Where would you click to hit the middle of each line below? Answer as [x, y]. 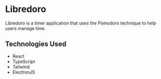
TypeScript [24, 61]
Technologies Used [36, 44]
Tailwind [21, 66]
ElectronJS [24, 72]
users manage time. [25, 28]
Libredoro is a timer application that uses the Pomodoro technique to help [81, 23]
